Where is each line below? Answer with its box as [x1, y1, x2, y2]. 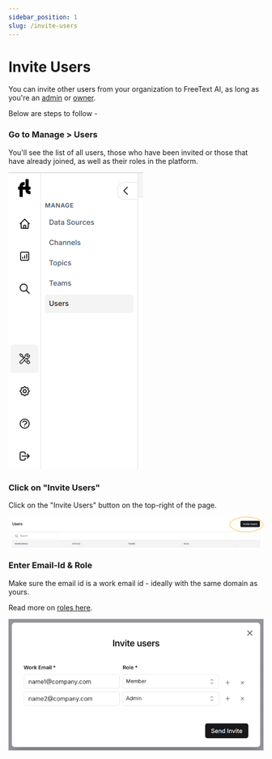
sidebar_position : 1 [8, 13, 79, 21]
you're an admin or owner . [8, 93, 96, 103]
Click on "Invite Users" [8, 481, 100, 493]
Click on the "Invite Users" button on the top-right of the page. [8, 500, 217, 511]
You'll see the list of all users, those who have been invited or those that [8, 147, 249, 157]
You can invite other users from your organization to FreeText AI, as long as [8, 84, 260, 94]
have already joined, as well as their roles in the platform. [8, 156, 198, 166]
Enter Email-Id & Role [8, 560, 93, 571]
